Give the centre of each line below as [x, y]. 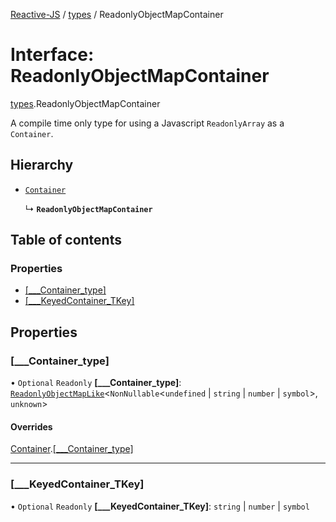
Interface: [52, 55]
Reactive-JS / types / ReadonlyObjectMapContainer [117, 14]
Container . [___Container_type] [72, 449]
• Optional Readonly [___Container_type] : [96, 383]
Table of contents [66, 240]
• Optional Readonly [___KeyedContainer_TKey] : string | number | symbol [160, 506]
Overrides [31, 426]
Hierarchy [42, 165]
